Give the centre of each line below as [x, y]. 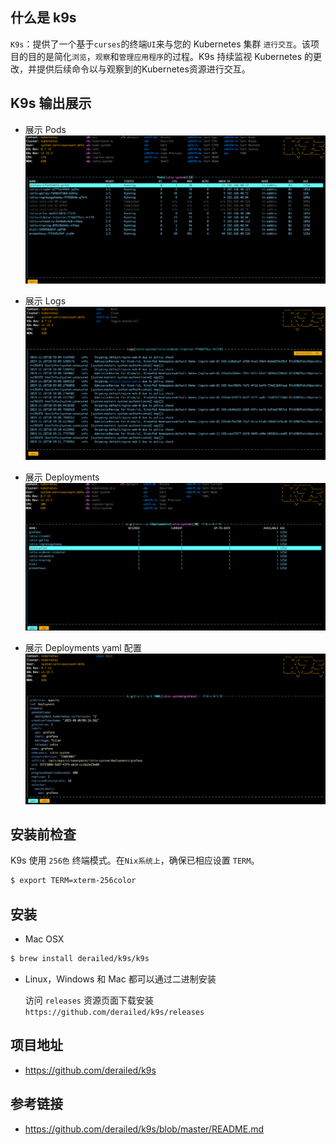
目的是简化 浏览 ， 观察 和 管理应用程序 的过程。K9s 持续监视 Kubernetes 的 [170, 56]
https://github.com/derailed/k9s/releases [114, 1012]
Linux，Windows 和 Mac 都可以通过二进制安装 [120, 979]
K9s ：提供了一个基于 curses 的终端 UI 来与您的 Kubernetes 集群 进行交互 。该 [161, 44]
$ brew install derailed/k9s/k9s [80, 959]
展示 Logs [45, 301]
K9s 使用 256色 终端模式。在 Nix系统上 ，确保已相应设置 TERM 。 [135, 860]
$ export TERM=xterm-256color [73, 881]
